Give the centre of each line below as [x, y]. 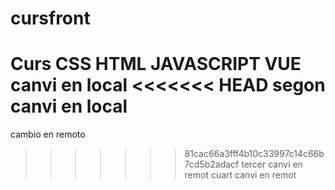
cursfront [50, 18]
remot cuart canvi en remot [240, 175]
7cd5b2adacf [212, 164]
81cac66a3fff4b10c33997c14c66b [254, 154]
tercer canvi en [272, 164]
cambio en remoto [48, 134]
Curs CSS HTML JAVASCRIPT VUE [156, 64]
